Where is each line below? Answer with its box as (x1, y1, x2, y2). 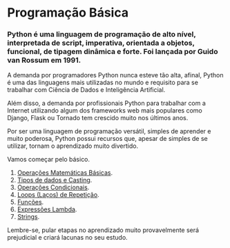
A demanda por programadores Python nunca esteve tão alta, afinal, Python (7, 71, 224, 79)
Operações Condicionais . (17, 183, 90, 191)
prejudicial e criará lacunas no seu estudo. (7, 233, 128, 242)
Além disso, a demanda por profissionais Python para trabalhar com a (7, 99, 206, 108)
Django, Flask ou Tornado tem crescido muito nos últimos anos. (7, 114, 189, 122)
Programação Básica (7, 5, 129, 21)
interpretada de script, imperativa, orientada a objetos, (7, 38, 195, 48)
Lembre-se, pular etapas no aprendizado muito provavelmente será (7, 226, 199, 234)
